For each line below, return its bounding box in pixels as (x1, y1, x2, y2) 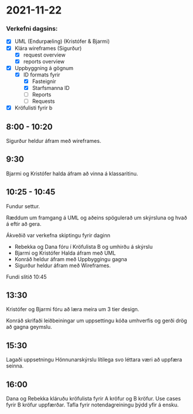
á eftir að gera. (6, 220, 42, 227)
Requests (32, 98, 55, 105)
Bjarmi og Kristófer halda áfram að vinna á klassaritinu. (6, 170, 138, 177)
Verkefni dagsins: (6, 25, 58, 33)
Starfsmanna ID (32, 84, 70, 91)
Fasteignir (32, 78, 57, 85)
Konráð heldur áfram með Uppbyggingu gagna (14, 255, 127, 262)
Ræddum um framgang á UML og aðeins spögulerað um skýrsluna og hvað (6, 214, 188, 221)
